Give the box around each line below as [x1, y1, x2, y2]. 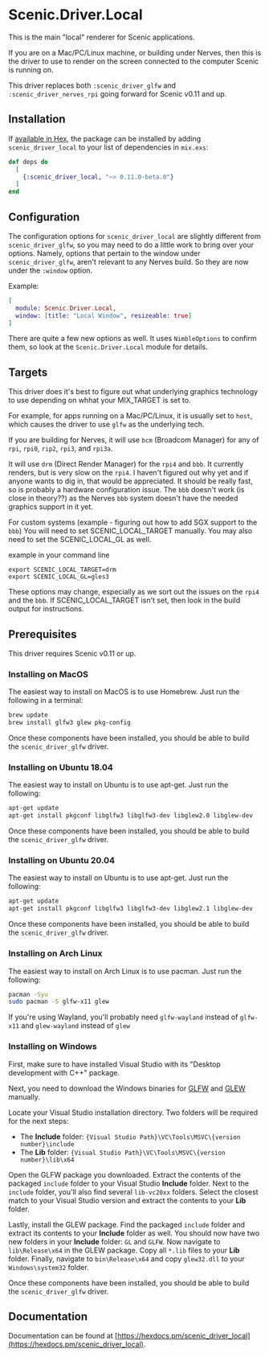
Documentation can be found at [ [8, 1331, 118, 1341]
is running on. [8, 64, 54, 74]
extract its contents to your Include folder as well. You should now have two [8, 1228, 260, 1238]
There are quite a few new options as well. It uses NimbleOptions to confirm [8, 334, 257, 343]
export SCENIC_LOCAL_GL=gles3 [8, 573, 110, 581]
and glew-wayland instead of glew [21, 1021, 131, 1030]
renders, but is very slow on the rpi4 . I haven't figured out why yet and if [8, 468, 249, 478]
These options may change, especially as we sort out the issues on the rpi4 [8, 587, 259, 597]
